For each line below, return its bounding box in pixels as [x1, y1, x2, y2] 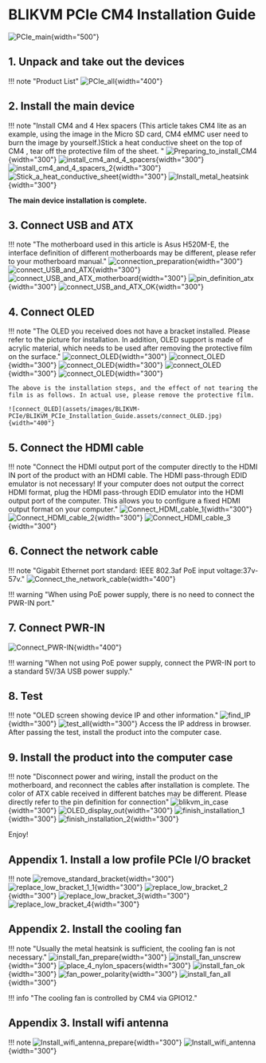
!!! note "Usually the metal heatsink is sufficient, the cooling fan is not [8, 943, 236, 953]
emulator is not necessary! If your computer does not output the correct [8, 479, 244, 488]
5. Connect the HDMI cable [8, 441, 144, 454]
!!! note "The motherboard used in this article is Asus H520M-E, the [8, 239, 229, 249]
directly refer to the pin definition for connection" [8, 797, 170, 807]
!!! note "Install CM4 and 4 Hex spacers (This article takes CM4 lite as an [8, 121, 247, 130]
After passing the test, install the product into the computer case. [8, 728, 222, 737]
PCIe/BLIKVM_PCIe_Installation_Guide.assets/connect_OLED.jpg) [8, 413, 223, 421]
